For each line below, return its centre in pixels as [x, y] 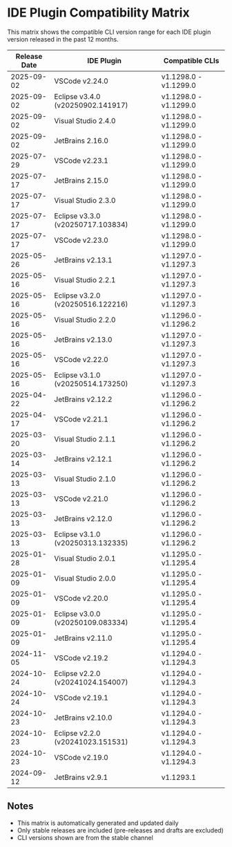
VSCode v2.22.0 [81, 359]
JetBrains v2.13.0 [83, 339]
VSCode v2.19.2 [81, 657]
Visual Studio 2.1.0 [85, 479]
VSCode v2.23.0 [81, 240]
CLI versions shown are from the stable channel [85, 837]
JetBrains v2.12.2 [83, 399]
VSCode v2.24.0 [81, 81]
